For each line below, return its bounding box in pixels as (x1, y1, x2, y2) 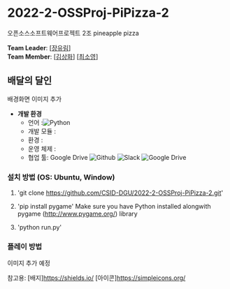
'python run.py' (17, 223, 62, 232)
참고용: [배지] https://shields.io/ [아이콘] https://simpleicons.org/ (7, 274, 186, 282)
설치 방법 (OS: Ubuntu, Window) (7, 172, 115, 182)
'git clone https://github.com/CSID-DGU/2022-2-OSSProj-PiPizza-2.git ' (17, 188, 224, 197)
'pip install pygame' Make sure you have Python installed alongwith (17, 202, 211, 211)
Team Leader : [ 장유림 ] (7, 43, 71, 52)
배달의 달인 (7, 75, 52, 87)
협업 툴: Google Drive (27, 153, 89, 161)
